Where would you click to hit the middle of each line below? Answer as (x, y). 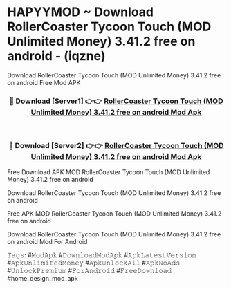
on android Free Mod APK (44, 82)
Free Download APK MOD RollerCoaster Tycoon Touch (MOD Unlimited (109, 172)
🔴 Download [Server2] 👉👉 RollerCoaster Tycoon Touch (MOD (116, 146)
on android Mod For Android (47, 241)
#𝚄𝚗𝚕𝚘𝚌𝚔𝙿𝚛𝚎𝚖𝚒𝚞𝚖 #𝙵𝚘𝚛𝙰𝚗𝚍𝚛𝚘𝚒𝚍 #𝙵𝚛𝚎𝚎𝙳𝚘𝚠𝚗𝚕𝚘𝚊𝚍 (89, 270)
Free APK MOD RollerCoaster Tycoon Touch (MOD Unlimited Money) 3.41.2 (114, 213)
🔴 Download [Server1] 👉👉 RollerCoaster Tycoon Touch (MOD (116, 101)
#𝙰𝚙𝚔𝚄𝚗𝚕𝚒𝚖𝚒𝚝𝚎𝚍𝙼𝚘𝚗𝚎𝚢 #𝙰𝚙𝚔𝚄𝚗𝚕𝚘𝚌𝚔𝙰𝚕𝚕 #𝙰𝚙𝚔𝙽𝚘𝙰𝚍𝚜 (94, 263)
